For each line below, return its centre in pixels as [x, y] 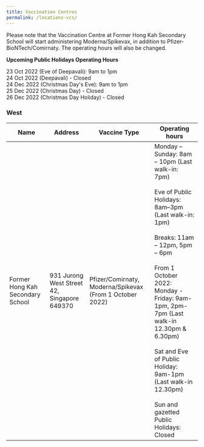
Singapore [64, 298]
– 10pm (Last [173, 162]
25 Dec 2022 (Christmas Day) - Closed [55, 90]
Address [66, 132]
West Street [66, 283]
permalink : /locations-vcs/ [42, 18]
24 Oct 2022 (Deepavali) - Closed [49, 78]
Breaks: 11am [174, 237]
